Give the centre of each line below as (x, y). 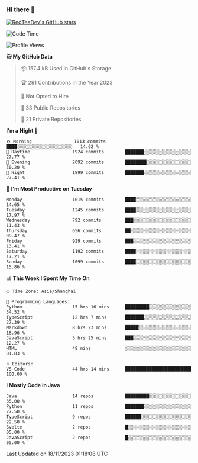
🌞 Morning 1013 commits (56, 142)
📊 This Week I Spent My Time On (48, 278)
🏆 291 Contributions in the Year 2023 (67, 83)
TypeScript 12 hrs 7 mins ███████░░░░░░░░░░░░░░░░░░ (99, 317)
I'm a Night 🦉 (22, 131)
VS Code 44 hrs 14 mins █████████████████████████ (99, 369)
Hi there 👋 (21, 9)
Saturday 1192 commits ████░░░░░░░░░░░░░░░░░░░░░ (99, 252)
